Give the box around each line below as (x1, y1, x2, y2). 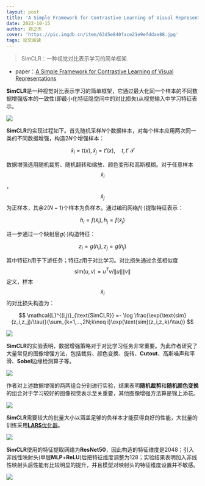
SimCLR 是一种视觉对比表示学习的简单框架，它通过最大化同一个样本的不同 (6, 87, 193, 95)
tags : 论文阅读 (6, 37, 41, 43)
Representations (15, 74, 57, 82)
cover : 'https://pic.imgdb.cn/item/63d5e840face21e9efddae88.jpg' (6, 32, 179, 38)
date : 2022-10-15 (6, 20, 51, 26)
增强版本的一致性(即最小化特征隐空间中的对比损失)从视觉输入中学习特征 (11, 95, 192, 102)
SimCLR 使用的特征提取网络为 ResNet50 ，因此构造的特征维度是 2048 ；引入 (6, 446, 194, 454)
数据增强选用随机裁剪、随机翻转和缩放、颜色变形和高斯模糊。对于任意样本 (6, 161, 193, 168)
